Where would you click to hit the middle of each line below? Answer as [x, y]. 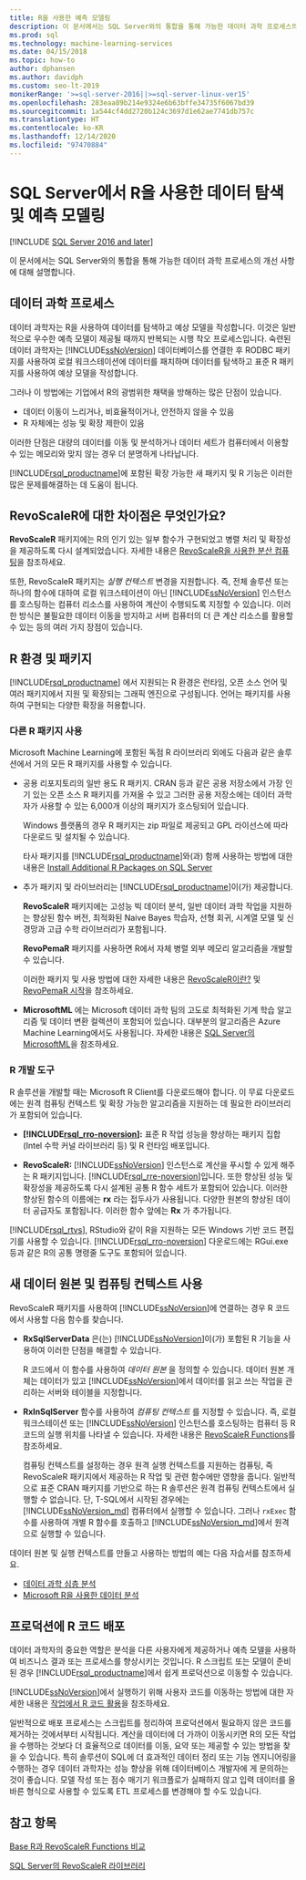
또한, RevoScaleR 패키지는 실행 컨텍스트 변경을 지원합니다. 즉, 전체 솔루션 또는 [149, 582]
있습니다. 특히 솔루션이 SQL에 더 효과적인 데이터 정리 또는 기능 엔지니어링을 [163, 1757]
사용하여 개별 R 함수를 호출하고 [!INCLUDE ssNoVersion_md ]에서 [156, 1522]
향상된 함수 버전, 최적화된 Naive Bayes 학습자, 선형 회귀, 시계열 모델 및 [158, 918]
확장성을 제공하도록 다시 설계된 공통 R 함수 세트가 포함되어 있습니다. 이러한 [155, 1187]
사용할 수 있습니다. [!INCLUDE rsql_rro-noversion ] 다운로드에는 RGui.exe [157, 1241]
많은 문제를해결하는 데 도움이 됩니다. [74, 484]
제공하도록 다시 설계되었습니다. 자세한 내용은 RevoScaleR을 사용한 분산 [146, 551]
